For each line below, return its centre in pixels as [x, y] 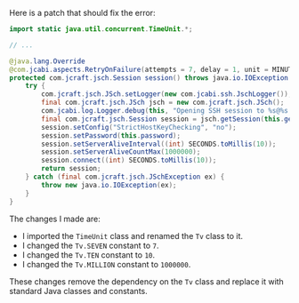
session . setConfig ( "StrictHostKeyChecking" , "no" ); [139, 127]
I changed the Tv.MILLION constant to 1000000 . [106, 264]
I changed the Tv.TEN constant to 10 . [89, 255]
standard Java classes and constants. [79, 291]
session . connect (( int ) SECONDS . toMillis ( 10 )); [129, 160]
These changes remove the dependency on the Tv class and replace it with [147, 281]
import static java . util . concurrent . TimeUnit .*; [101, 29]
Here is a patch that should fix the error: [82, 13]
